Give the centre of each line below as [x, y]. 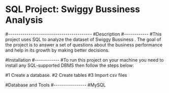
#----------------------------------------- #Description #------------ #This [83, 34]
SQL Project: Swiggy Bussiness [73, 9]
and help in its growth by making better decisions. [57, 50]
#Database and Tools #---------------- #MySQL [56, 85]
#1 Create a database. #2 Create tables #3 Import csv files [66, 75]
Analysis [24, 20]
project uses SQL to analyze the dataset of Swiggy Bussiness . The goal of [83, 39]
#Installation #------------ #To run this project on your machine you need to [84, 60]
